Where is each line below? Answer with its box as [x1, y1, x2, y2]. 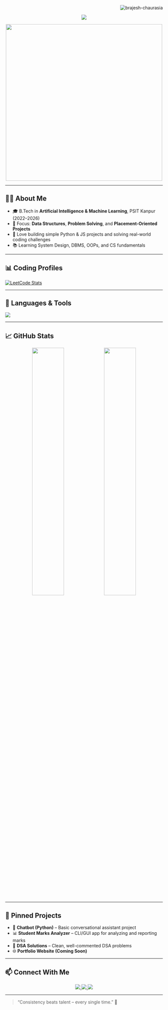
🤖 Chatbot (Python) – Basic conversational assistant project [12, 925, 136, 931]
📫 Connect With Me [5, 968, 70, 977]
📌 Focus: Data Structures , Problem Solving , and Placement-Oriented [12, 221, 157, 227]
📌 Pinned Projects [5, 911, 61, 920]
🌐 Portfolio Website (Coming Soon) [12, 948, 87, 954]
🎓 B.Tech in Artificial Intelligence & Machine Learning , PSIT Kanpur [12, 208, 156, 214]
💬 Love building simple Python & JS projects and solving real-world [12, 231, 151, 237]
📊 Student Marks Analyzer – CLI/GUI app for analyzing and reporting [12, 930, 157, 936]
